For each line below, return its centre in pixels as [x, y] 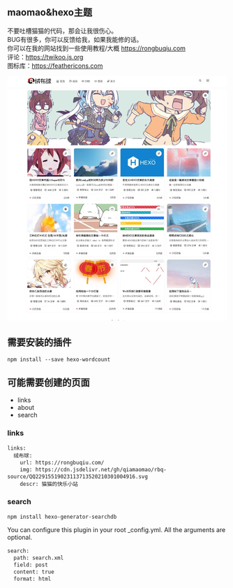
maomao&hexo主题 [50, 13]
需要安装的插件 [39, 342]
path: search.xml [39, 558]
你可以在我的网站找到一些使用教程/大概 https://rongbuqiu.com [97, 48]
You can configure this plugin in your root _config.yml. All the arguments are [116, 530]
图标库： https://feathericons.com [55, 66]
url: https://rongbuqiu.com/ [62, 463]
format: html [32, 579]
